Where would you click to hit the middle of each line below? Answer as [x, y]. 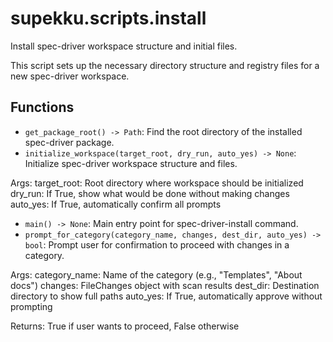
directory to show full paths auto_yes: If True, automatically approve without [166, 296]
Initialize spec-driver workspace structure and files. [131, 163]
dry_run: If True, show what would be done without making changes [150, 193]
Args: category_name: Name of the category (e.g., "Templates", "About [156, 274]
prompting [31, 306]
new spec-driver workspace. [70, 76]
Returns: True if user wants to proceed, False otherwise [125, 326]
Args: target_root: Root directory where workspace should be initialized [157, 183]
